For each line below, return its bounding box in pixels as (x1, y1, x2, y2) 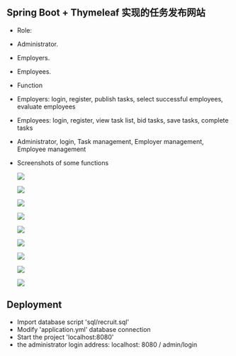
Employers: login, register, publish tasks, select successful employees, (16, 94, 224, 103)
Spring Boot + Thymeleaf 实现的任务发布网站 (6, 6, 206, 19)
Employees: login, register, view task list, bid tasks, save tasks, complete (16, 116, 229, 124)
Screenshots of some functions (16, 158, 109, 167)
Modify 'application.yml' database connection (16, 325, 151, 333)
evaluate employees (16, 102, 76, 111)
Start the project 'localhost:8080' (16, 333, 114, 341)
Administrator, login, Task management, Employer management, (16, 137, 204, 145)
